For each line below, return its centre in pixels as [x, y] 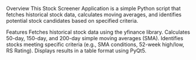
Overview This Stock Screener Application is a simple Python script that [94, 8]
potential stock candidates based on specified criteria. [72, 21]
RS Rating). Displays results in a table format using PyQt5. [76, 51]
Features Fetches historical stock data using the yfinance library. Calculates [98, 32]
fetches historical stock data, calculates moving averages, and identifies [94, 15]
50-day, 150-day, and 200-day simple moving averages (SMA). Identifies [95, 38]
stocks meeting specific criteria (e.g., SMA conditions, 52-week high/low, [95, 44]
